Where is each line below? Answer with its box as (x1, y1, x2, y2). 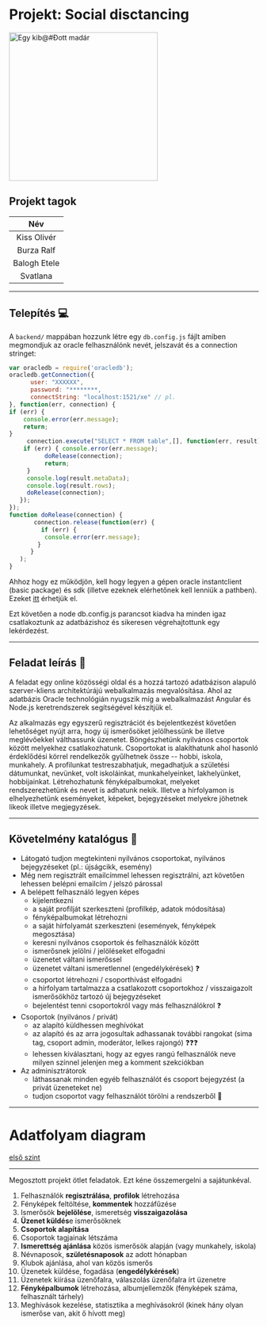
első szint (9, 1153, 40, 1162)
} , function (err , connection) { (9, 400, 116, 409)
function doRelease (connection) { (9, 511, 124, 520)
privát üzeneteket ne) (32, 1083, 102, 1092)
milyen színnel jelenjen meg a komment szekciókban (32, 1057, 204, 1067)
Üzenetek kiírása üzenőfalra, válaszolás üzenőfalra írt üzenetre (20, 1275, 227, 1284)
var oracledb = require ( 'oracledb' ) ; (9, 364, 134, 372)
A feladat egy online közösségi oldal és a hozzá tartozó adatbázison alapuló (9, 677, 257, 687)
